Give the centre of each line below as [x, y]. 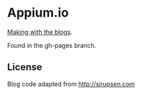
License [25, 67]
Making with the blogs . [40, 32]
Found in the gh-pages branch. [52, 45]
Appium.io [38, 13]
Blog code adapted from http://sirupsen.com [71, 84]
